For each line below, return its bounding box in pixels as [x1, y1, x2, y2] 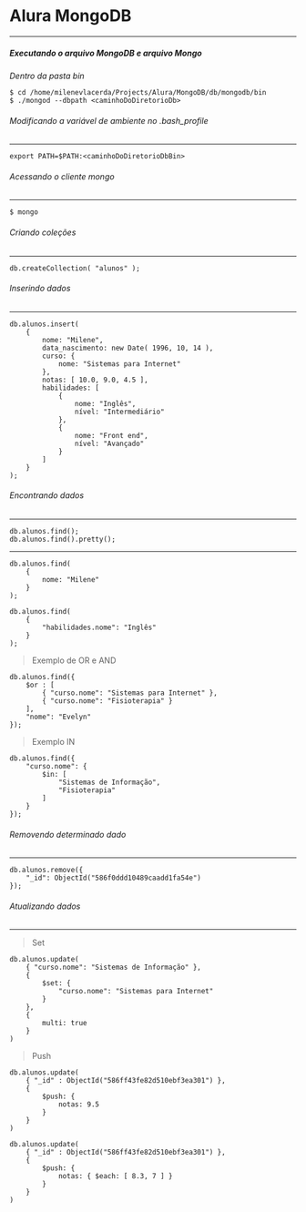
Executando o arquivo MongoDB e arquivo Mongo [9, 47, 202, 58]
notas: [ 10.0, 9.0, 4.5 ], [42, 375, 148, 384]
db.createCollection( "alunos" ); [9, 263, 141, 273]
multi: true [42, 1019, 88, 1028]
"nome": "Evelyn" [25, 712, 92, 721]
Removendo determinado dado [9, 829, 127, 840]
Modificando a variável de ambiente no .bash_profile [9, 115, 209, 126]
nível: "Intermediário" [74, 407, 166, 416]
